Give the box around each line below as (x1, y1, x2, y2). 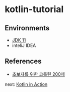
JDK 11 (12, 37, 26, 43)
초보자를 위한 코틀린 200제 (12, 71, 65, 77)
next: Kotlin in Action (5, 81, 48, 87)
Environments (5, 24, 50, 32)
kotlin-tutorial (5, 4, 64, 15)
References (5, 57, 42, 66)
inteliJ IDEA (12, 42, 36, 49)
